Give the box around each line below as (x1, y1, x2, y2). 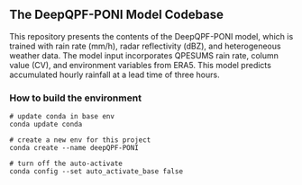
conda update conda (9, 120, 83, 129)
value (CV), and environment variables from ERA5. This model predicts (9, 59, 272, 70)
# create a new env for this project (9, 136, 151, 145)
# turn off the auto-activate (9, 159, 124, 169)
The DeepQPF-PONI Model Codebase (9, 7, 224, 22)
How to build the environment (9, 92, 142, 104)
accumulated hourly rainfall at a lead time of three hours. (9, 69, 220, 80)
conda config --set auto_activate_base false (9, 167, 183, 176)
